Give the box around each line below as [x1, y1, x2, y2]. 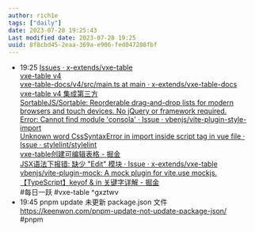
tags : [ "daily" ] [8, 19, 62, 27]
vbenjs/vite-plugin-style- [165, 115, 247, 124]
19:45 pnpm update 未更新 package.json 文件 [19, 197, 168, 207]
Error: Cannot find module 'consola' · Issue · [19, 115, 164, 124]
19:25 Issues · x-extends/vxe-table [19, 63, 133, 72]
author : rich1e [8, 11, 59, 20]
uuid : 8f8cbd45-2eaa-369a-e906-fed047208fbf [8, 41, 158, 49]
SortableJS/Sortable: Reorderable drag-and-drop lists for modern [19, 98, 234, 108]
